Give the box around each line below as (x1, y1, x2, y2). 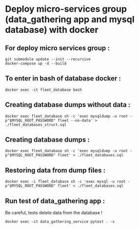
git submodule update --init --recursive (5, 57, 91, 62)
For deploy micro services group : (5, 44, 110, 52)
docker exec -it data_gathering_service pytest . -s (5, 219, 115, 224)
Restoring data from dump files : (5, 166, 106, 175)
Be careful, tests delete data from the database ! (5, 210, 103, 216)
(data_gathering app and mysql (5, 14, 135, 25)
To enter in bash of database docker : (5, 75, 121, 83)
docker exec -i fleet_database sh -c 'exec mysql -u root (5, 179, 126, 184)
